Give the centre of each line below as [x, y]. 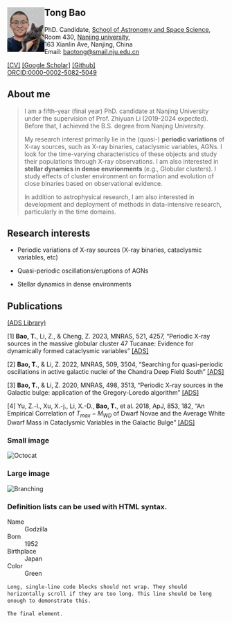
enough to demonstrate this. [49, 601]
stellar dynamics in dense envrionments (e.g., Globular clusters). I [120, 169]
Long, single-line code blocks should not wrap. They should [97, 587]
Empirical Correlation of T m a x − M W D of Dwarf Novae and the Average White [116, 415]
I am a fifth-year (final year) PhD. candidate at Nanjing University [116, 111]
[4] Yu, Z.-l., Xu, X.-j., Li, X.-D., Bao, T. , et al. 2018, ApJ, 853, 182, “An [106, 406]
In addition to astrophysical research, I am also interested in [109, 197]
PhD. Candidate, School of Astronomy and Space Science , [127, 29]
